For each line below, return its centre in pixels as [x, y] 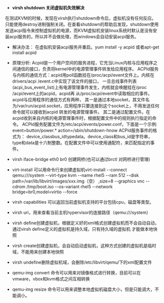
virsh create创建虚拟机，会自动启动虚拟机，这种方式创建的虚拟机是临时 [84, 246]
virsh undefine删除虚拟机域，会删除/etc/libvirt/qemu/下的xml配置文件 [82, 262]
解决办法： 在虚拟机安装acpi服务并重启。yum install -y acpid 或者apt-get [86, 47]
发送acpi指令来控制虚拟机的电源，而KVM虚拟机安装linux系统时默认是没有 [79, 30]
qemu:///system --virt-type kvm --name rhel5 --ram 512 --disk [75, 175]
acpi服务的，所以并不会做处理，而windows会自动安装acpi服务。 [74, 37]
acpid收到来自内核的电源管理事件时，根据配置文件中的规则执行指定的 [82, 118]
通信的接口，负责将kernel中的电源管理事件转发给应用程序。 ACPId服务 [88, 69]
